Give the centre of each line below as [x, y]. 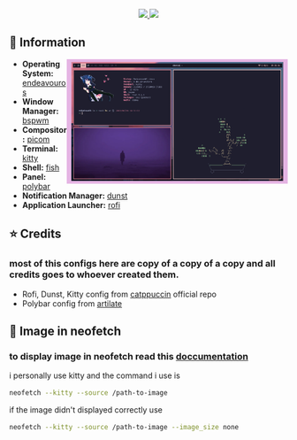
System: [38, 73]
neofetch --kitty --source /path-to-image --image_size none [124, 428]
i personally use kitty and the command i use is [95, 375]
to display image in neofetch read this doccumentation [129, 356]
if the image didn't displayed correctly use [86, 410]
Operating [41, 64]
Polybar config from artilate [72, 303]
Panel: [34, 176]
